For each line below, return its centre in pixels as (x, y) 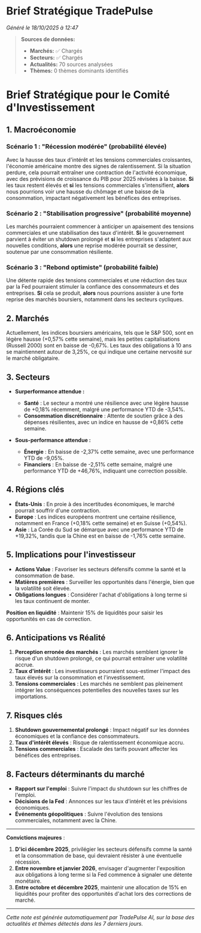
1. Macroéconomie (41, 130)
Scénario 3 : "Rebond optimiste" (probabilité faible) (82, 268)
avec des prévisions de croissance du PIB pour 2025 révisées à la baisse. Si (100, 178)
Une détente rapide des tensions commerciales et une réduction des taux (97, 280)
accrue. (24, 665)
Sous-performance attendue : (53, 440)
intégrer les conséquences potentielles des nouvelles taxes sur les (97, 690)
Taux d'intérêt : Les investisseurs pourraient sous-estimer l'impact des (103, 671)
